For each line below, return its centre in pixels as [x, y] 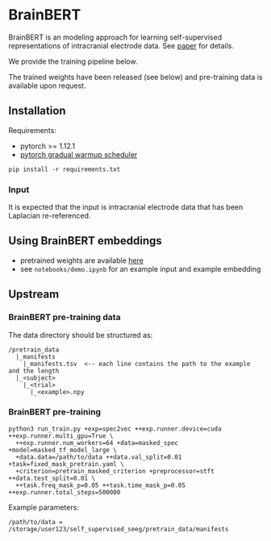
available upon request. [47, 85]
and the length [34, 371]
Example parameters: [44, 507]
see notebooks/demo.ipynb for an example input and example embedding [140, 268]
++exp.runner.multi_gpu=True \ [61, 436]
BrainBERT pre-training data [65, 318]
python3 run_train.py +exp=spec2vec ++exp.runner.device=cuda [115, 429]
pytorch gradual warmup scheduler [79, 154]
